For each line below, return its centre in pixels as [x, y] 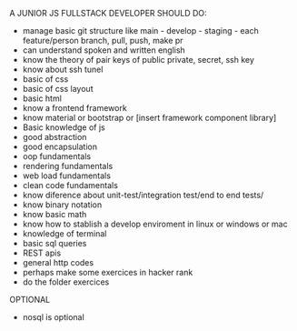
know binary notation [62, 205]
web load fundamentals [67, 176]
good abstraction [54, 137]
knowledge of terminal [64, 234]
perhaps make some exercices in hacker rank [108, 272]
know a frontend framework [74, 108]
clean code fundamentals [70, 185]
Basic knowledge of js [64, 127]
